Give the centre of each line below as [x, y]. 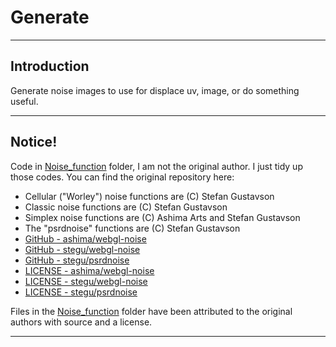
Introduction [50, 66]
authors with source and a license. [81, 322]
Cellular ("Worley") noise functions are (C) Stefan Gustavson [149, 196]
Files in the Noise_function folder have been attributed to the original [151, 311]
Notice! [34, 142]
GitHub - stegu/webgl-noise [82, 249]
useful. [24, 101]
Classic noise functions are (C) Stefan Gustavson [126, 207]
